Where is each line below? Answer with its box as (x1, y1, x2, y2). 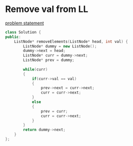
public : (5, 34, 21, 39)
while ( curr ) (23, 66, 48, 72)
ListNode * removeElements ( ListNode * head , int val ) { (14, 39, 128, 44)
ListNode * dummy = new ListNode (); (23, 43, 97, 48)
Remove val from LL (5, 3, 89, 15)
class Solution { (5, 29, 41, 34)
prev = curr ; (40, 108, 68, 113)
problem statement (5, 20, 44, 26)
